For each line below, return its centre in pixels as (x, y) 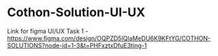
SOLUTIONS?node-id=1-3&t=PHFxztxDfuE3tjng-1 (77, 45)
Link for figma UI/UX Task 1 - (48, 31)
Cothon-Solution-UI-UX (76, 12)
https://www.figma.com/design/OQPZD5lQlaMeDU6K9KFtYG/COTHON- (109, 38)
